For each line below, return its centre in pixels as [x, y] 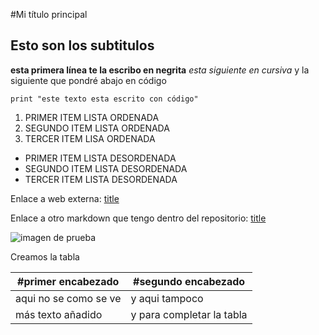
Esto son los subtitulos [82, 45]
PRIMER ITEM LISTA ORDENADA [92, 117]
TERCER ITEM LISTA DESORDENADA [101, 179]
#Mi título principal [49, 14]
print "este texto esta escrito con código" [104, 99]
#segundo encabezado [189, 281]
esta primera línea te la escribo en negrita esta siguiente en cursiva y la [160, 70]
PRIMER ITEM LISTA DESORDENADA [100, 158]
